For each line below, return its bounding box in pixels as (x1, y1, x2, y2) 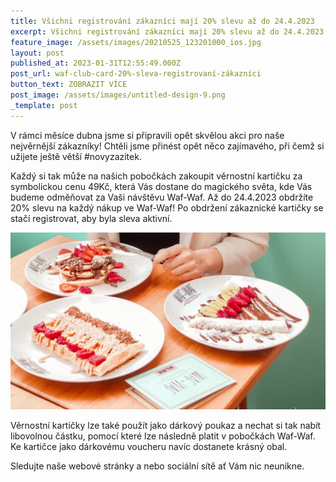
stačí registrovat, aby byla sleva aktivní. (10, 212, 173, 224)
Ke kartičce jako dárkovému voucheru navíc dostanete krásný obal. (10, 441, 288, 453)
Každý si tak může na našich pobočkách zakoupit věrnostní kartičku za (10, 170, 303, 182)
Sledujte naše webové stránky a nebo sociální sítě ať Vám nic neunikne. (10, 460, 305, 472)
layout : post (10, 48, 65, 58)
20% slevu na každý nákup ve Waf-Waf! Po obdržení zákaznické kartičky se (10, 201, 324, 214)
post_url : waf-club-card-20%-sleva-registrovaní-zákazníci (10, 69, 262, 79)
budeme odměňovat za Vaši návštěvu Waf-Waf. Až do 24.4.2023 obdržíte (10, 191, 314, 203)
